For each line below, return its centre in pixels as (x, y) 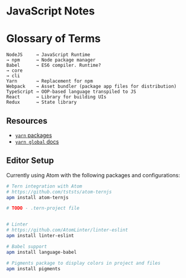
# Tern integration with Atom (44, 186)
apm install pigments (34, 269)
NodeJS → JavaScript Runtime (48, 55)
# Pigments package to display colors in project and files (84, 263)
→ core (14, 71)
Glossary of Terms (53, 39)
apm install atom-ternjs (37, 197)
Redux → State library (42, 103)
